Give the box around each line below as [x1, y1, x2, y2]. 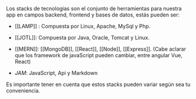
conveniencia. [6, 87, 40, 94]
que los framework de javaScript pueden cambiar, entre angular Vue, [14, 52, 183, 58]
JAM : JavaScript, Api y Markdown [14, 70, 98, 76]
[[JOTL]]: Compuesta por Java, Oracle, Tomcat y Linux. [14, 34, 150, 41]
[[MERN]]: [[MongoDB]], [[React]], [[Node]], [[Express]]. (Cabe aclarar [14, 45, 187, 52]
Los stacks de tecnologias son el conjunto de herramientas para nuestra [6, 5, 182, 12]
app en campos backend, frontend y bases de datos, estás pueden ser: [6, 11, 180, 18]
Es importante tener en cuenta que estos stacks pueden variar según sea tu [6, 81, 191, 88]
